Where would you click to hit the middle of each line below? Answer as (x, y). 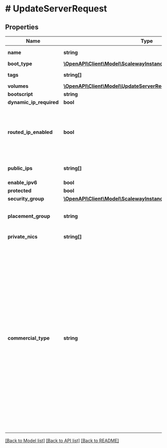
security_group (26, 199)
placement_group (29, 216)
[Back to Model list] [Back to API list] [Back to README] (62, 441)
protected (19, 191)
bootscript (20, 94)
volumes (18, 86)
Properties (22, 27)
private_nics (23, 237)
